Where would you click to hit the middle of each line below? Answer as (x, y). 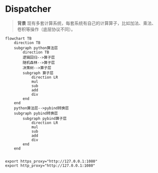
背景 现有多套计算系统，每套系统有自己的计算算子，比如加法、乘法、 (86, 23)
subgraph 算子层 (38, 73)
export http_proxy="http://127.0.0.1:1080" (50, 165)
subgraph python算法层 (36, 48)
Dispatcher (28, 9)
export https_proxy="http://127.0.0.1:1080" (51, 161)
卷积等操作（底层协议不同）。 (46, 29)
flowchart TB (18, 38)
